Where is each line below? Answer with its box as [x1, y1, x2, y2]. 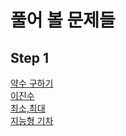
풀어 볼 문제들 [10, 9, 116, 32]
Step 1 [10, 49, 50, 66]
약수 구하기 [10, 77, 54, 89]
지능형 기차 [10, 115, 54, 126]
